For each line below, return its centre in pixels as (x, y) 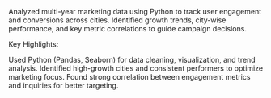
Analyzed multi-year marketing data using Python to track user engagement (135, 12)
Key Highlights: (34, 44)
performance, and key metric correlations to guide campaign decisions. (127, 29)
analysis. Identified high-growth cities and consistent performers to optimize (136, 68)
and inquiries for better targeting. (64, 85)
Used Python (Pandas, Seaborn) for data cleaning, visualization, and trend (132, 60)
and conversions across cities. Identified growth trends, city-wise (117, 20)
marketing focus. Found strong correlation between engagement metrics (129, 77)
